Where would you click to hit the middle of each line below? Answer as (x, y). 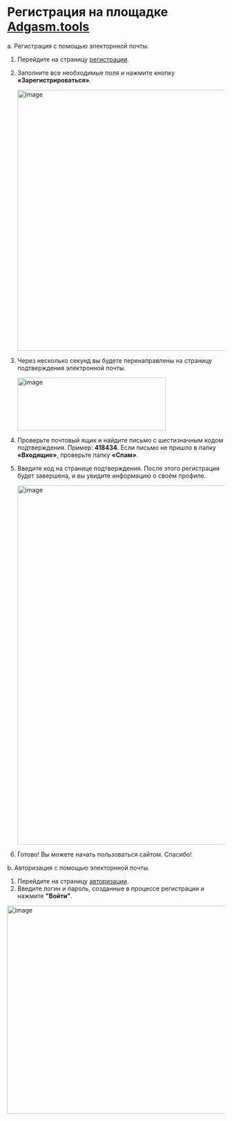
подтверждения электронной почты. (71, 368)
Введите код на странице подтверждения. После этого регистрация (118, 468)
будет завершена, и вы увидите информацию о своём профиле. (112, 476)
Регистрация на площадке (88, 12)
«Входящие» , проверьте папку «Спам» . (78, 455)
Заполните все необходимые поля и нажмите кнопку (96, 73)
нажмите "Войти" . (45, 896)
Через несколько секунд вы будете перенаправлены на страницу (115, 360)
